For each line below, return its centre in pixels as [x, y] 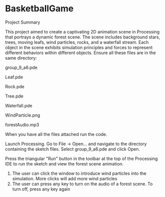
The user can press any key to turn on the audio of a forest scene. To [82, 184]
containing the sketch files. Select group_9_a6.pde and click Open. [73, 149]
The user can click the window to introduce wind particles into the [79, 173]
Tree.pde [14, 96]
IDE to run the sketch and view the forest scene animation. [64, 164]
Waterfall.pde [19, 105]
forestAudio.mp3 [22, 125]
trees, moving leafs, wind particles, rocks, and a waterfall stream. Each [77, 42]
